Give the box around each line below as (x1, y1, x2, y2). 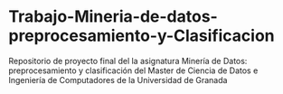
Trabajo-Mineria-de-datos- (8, 6, 218, 27)
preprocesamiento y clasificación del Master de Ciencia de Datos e (8, 65, 259, 76)
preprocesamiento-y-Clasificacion (8, 25, 275, 46)
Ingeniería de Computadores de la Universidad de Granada (8, 74, 228, 85)
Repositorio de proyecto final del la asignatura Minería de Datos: (8, 55, 248, 66)
